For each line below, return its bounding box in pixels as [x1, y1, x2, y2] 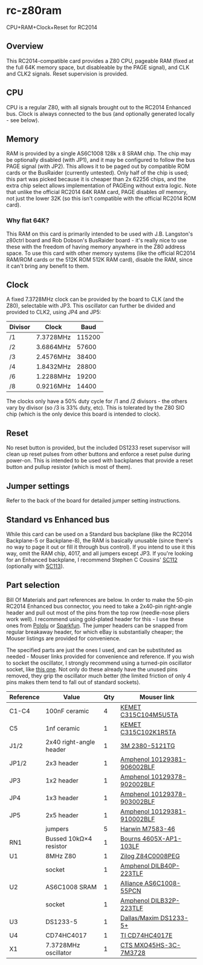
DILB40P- [150, 862, 180, 870]
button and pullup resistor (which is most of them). [6, 463, 132, 471]
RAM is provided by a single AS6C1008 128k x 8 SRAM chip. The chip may [6, 150, 192, 157]
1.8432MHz [36, 363, 71, 371]
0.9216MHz [36, 382, 71, 390]
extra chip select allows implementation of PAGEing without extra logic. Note [6, 182, 197, 189]
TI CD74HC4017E [120, 931, 173, 940]
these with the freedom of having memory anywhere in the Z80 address [6, 243, 185, 250]
